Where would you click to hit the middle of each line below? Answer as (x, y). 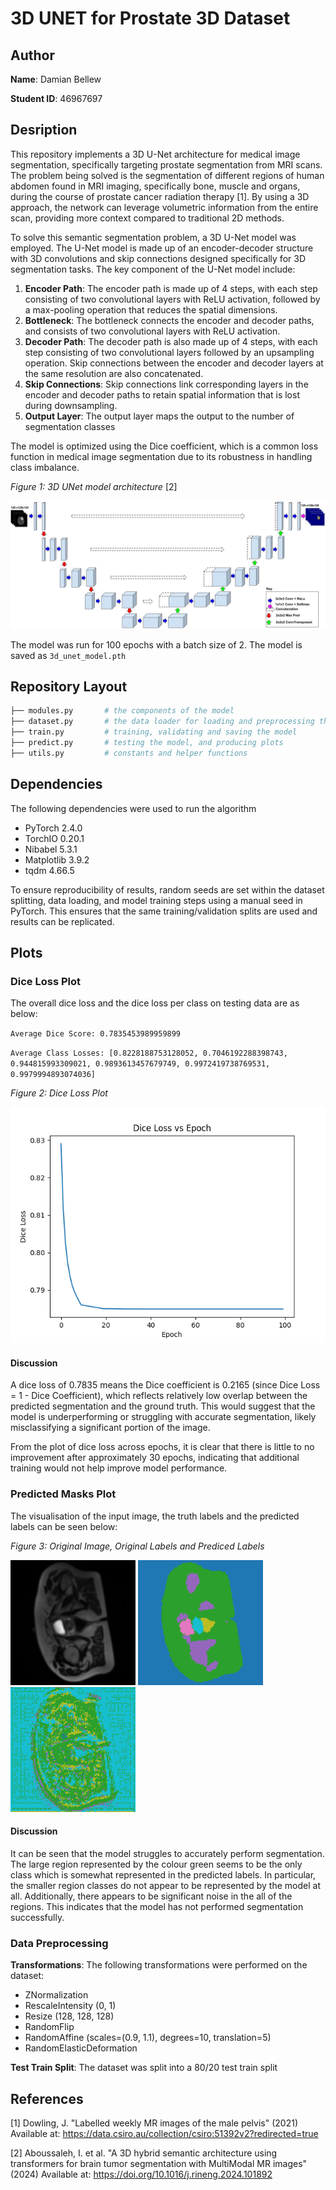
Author (32, 55)
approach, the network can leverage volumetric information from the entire (164, 207)
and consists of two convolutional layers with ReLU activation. (152, 331)
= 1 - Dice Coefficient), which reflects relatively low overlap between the (159, 1396)
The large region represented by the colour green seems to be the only (156, 1864)
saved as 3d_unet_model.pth (68, 655)
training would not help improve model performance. (119, 1468)
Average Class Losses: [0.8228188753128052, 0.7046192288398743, (149, 1053)
